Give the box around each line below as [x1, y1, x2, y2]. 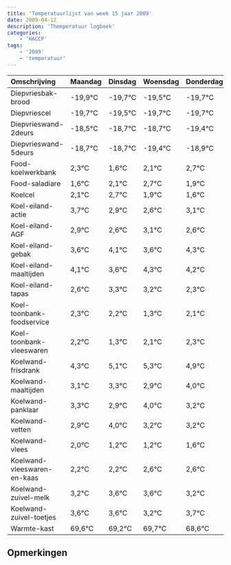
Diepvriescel [10, 108, 52, 118]
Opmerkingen [7, 547, 67, 559]
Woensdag [143, 76, 179, 86]
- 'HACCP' [19, 36, 48, 43]
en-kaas [10, 473, 39, 482]
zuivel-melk [10, 493, 50, 502]
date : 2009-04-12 [7, 17, 57, 23]
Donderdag [185, 76, 223, 86]
